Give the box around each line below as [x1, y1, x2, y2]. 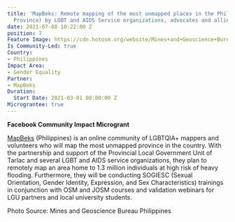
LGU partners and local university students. [7, 193, 133, 201]
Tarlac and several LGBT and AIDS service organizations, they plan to [7, 156, 208, 164]
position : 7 [7, 29, 42, 37]
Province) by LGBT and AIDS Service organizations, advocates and [13, 17, 211, 24]
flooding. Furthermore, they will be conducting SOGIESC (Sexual [7, 170, 193, 179]
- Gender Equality [7, 68, 61, 75]
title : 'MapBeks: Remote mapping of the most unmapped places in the [7, 10, 215, 17]
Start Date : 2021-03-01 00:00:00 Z [13, 95, 117, 102]
